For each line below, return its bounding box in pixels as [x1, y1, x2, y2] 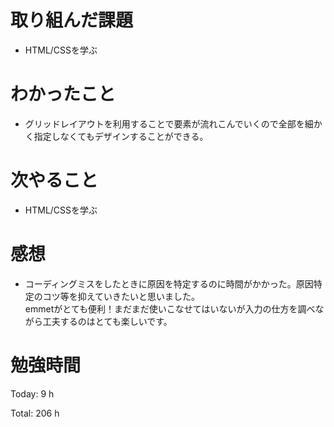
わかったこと [10, 83, 117, 106]
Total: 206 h [10, 407, 60, 419]
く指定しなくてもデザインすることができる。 [24, 130, 209, 142]
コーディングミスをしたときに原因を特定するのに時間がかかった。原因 [24, 277, 314, 290]
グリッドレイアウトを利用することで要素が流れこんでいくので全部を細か [24, 117, 323, 130]
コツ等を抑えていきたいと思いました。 [42, 290, 201, 302]
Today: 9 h [10, 387, 55, 400]
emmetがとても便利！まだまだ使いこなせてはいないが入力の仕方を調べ [24, 302, 316, 315]
